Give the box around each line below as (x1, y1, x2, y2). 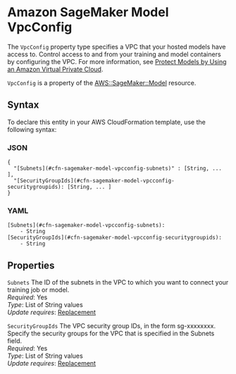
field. (7, 337, 23, 345)
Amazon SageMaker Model (7, 4, 169, 20)
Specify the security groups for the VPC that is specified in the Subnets (7, 329, 215, 338)
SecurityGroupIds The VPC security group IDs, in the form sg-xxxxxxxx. (7, 322, 216, 330)
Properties (7, 259, 55, 271)
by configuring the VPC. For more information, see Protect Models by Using (7, 57, 227, 66)
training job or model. (7, 286, 70, 294)
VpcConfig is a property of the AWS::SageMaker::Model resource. (7, 78, 197, 87)
